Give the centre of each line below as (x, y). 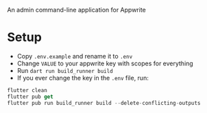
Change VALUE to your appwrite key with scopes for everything (105, 63)
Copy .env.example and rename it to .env (75, 56)
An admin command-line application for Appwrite (76, 10)
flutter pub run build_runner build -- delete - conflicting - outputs (104, 103)
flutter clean (27, 90)
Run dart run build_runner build (65, 70)
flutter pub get (30, 97)
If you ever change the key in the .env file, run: (83, 78)
